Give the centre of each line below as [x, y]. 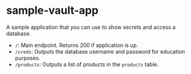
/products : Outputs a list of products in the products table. [87, 64]
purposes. [28, 58]
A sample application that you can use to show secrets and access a [91, 27]
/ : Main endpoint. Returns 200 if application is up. [76, 45]
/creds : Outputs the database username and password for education [100, 51]
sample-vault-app [53, 11]
